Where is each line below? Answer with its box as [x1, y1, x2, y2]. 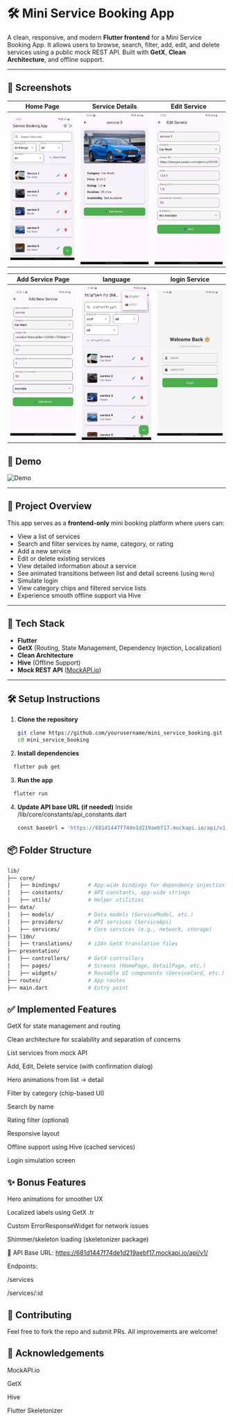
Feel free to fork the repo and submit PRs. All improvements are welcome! [7, 1328, 218, 1336]
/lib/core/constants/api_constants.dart [17, 810, 127, 819]
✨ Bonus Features [7, 1177, 87, 1188]
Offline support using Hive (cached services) [7, 1143, 136, 1152]
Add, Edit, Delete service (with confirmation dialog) [7, 1062, 153, 1070]
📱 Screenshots [7, 82, 72, 94]
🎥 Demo [7, 455, 42, 467]
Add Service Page [16, 275, 70, 283]
